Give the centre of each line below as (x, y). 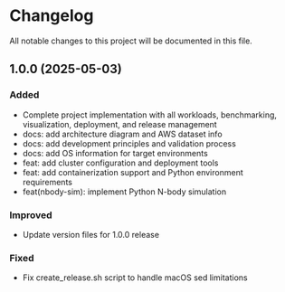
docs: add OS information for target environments (115, 153)
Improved (31, 215)
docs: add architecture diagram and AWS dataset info (123, 134)
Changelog (52, 16)
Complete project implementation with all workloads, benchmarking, (150, 115)
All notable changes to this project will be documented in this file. (131, 41)
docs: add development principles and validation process (129, 143)
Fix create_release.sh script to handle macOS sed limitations (135, 278)
